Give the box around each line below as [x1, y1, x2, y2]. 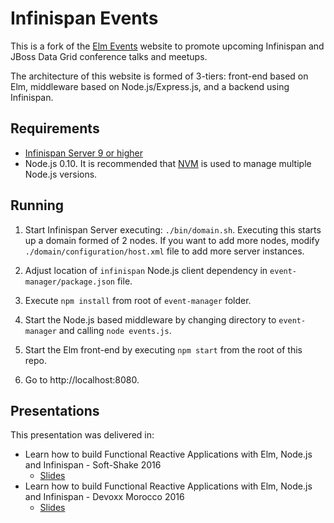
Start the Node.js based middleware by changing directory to [24, 313, 277, 326]
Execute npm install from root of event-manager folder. [24, 294, 252, 306]
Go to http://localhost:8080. [24, 373, 140, 386]
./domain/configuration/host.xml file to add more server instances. [24, 245, 305, 257]
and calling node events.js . [58, 324, 172, 336]
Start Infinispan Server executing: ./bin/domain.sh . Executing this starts [24, 223, 322, 236]
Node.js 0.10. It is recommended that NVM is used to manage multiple [24, 157, 312, 169]
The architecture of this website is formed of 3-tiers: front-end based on [10, 70, 309, 82]
